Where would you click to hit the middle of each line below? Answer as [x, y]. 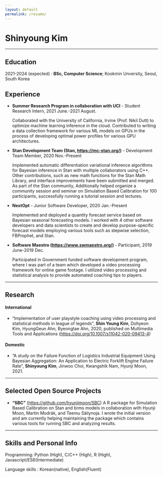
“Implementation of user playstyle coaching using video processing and [84, 318]
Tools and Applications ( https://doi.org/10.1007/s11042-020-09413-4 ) [81, 334]
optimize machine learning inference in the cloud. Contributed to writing [84, 126]
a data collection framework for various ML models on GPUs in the [79, 131]
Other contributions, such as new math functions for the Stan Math [79, 176]
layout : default [21, 9]
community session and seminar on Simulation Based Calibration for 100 [84, 191]
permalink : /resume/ [26, 14]
